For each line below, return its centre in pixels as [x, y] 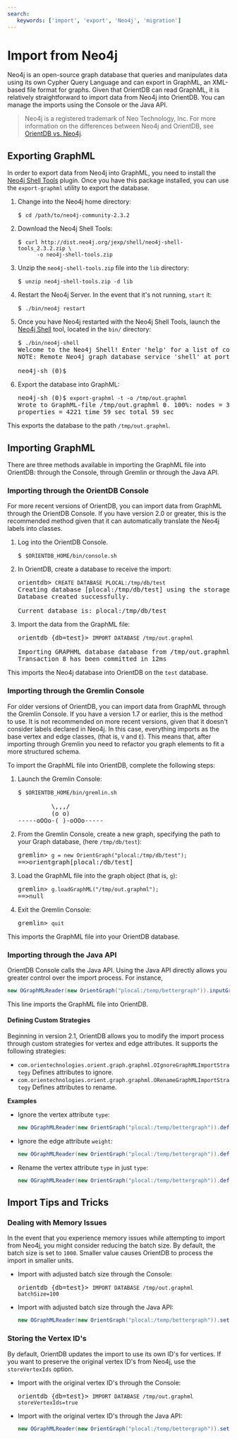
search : [19, 14]
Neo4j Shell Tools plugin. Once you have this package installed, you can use [118, 180]
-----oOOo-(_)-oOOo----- [60, 820]
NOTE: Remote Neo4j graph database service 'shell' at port [124, 357]
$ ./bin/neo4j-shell [48, 343]
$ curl [28, 242]
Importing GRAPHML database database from [92, 652]
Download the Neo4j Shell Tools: [65, 229]
